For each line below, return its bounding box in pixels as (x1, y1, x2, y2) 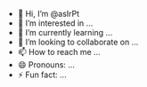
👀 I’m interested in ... (17, 18, 94, 28)
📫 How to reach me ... (17, 47, 101, 57)
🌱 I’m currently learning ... (17, 28, 113, 37)
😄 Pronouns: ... (17, 59, 76, 70)
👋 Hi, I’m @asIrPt (17, 9, 80, 19)
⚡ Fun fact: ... (17, 69, 67, 80)
